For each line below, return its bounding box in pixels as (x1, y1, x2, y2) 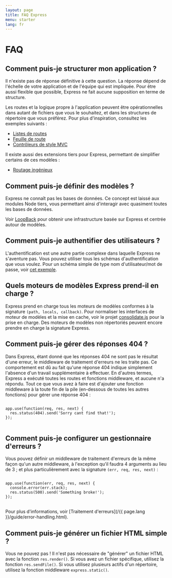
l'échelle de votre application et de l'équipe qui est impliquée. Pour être (5, 83, 156, 90)
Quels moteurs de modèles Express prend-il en (5, 281, 159, 290)
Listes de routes (12, 130, 47, 137)
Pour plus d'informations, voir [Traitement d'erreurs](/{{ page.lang (5, 509, 145, 515)
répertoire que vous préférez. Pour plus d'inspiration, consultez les (5, 115, 147, 121)
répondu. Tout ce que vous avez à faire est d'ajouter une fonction (5, 380, 144, 387)
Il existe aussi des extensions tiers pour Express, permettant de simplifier (5, 151, 160, 158)
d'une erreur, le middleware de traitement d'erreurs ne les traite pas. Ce (5, 359, 158, 365)
